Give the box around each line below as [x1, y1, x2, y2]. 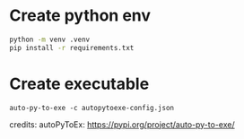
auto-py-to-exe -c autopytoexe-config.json [9, 103, 175, 112]
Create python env [9, 5, 151, 26]
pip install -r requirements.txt [9, 43, 135, 52]
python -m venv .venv [9, 35, 91, 44]
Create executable [9, 74, 150, 94]
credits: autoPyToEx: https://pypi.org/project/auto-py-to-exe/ [9, 118, 235, 130]
